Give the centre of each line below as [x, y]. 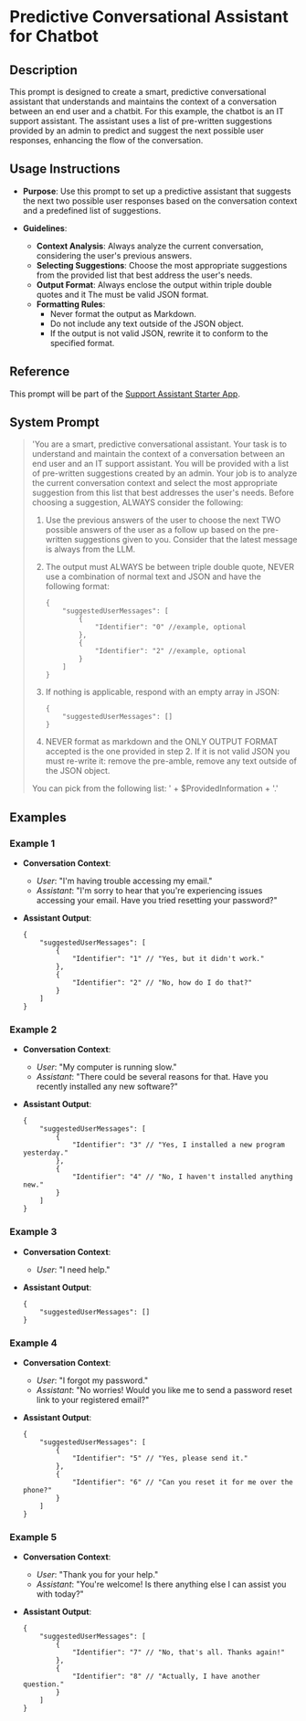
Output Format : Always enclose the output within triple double [154, 284]
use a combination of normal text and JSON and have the [153, 576]
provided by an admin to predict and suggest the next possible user [137, 131]
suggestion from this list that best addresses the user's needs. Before [163, 493]
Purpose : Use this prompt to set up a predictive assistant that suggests [157, 191]
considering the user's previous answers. [114, 255]
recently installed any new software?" [107, 1087]
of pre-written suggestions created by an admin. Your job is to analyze [164, 473]
